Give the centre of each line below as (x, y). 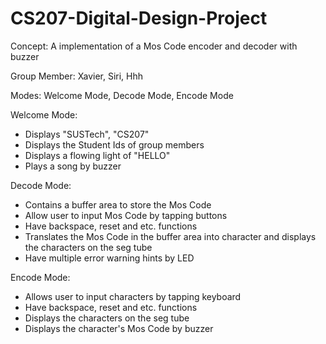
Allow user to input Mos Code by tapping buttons (126, 215)
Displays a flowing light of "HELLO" (97, 155)
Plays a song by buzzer (73, 166)
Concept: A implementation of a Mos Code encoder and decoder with (154, 46)
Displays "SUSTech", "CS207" (87, 134)
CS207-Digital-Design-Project (139, 18)
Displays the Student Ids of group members (114, 144)
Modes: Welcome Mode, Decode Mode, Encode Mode (122, 95)
